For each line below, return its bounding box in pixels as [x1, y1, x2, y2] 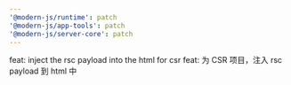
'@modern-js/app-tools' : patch [9, 21, 125, 30]
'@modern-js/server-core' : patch [9, 29, 133, 38]
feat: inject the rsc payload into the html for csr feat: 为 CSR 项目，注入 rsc [9, 55, 283, 66]
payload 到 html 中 [9, 66, 77, 76]
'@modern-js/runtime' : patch [9, 12, 117, 22]
